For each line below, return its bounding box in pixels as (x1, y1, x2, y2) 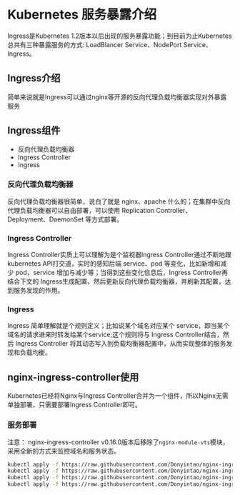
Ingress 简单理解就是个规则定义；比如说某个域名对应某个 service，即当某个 (7, 321, 230, 330)
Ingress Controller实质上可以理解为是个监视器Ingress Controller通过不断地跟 (7, 251, 232, 259)
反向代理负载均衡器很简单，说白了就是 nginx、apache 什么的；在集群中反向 (7, 197, 231, 206)
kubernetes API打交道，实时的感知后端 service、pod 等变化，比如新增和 (7, 259, 221, 268)
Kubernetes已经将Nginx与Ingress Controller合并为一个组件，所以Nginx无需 (7, 391, 229, 400)
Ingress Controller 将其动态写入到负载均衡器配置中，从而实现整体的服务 (15, 339, 226, 348)
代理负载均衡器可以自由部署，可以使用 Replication (7, 206, 155, 214)
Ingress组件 (7, 124, 61, 136)
